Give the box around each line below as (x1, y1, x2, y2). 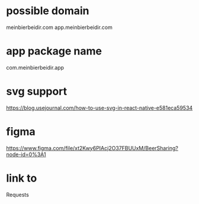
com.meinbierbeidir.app (6, 64, 64, 71)
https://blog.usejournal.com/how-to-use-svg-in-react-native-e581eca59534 (6, 104, 193, 111)
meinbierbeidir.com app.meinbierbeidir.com (6, 24, 113, 31)
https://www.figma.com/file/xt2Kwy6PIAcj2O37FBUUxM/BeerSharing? (6, 144, 179, 151)
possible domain (6, 4, 89, 18)
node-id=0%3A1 (6, 151, 46, 158)
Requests (6, 191, 30, 198)
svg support (6, 85, 68, 98)
